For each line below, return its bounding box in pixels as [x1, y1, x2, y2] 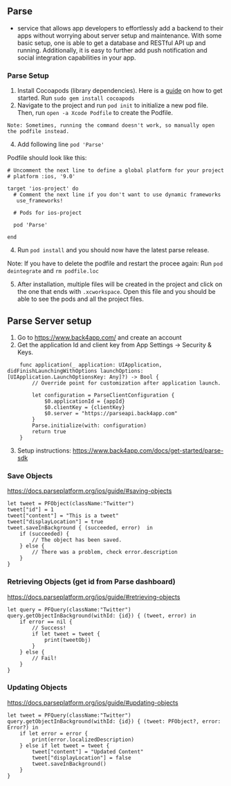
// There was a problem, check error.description [32, 549, 178, 556]
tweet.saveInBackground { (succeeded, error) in [7, 525, 154, 532]
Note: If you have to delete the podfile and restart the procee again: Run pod [7, 259, 223, 268]
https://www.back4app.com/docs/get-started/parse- [72, 446, 224, 455]
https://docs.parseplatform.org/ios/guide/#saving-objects [7, 487, 172, 495]
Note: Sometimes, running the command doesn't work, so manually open [7, 122, 215, 129]
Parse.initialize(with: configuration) [32, 422, 147, 429]
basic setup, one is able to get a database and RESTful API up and [17, 38, 206, 47]
